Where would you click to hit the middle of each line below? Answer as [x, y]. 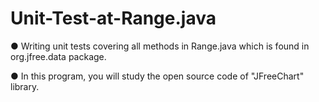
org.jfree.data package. [58, 56]
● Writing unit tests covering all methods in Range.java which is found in [160, 46]
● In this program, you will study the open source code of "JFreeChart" [157, 76]
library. [25, 86]
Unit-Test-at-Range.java [113, 18]
